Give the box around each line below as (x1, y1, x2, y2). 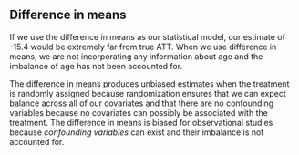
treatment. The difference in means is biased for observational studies (9, 117, 273, 128)
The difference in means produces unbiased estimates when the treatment (9, 77, 290, 89)
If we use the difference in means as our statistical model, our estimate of (9, 31, 285, 42)
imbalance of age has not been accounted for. (9, 60, 183, 71)
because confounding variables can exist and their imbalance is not (9, 127, 264, 138)
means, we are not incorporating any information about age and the (9, 50, 263, 62)
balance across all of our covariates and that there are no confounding (9, 98, 274, 108)
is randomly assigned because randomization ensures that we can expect (9, 88, 287, 98)
